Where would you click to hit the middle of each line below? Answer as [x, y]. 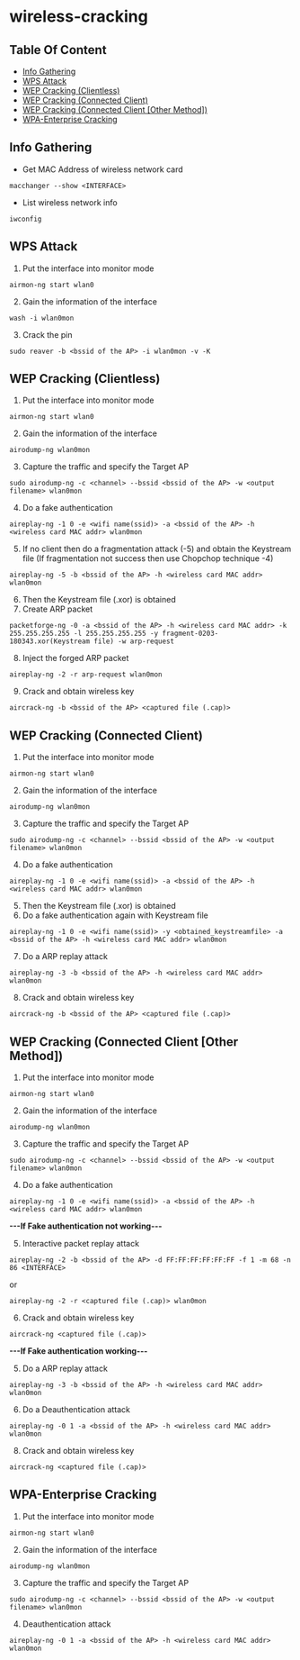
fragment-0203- [190, 634]
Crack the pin [47, 334]
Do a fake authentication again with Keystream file [115, 915]
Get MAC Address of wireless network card [102, 169]
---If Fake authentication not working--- [86, 1226]
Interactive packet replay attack [81, 1244]
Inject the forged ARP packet [75, 658]
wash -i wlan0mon [42, 318]
